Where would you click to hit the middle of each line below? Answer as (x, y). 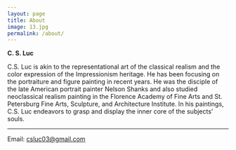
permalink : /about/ (36, 33)
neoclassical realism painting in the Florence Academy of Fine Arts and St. (115, 97)
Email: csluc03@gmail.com (46, 139)
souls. (16, 119)
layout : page (26, 14)
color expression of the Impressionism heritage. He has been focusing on (113, 74)
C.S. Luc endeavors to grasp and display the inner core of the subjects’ (110, 111)
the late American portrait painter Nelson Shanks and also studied (103, 89)
